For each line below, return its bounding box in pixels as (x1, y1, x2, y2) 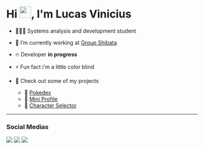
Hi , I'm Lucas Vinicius (6, 7, 132, 21)
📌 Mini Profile (24, 95, 58, 102)
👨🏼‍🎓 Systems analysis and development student (15, 27, 137, 35)
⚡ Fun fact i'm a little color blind (15, 63, 95, 70)
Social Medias (6, 122, 49, 131)
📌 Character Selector (24, 102, 77, 109)
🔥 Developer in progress (15, 50, 78, 58)
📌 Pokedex (24, 88, 52, 96)
